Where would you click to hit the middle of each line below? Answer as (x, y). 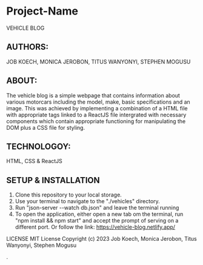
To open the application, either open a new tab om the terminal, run (99, 214)
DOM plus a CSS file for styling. (46, 127)
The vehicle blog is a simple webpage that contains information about (93, 95)
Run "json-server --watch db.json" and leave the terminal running (97, 208)
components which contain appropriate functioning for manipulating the (96, 121)
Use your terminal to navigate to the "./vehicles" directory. (88, 201)
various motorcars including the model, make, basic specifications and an (98, 102)
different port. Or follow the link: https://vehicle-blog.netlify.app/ (95, 227)
